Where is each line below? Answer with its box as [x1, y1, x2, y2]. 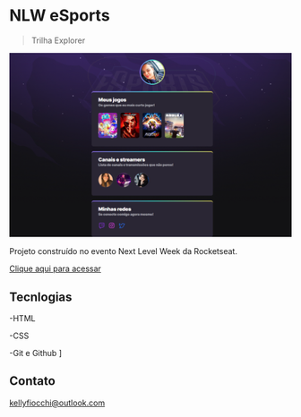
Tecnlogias [9, 289, 73, 304]
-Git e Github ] [9, 348, 63, 359]
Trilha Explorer [30, 35, 86, 46]
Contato [9, 373, 56, 389]
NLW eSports [9, 5, 110, 26]
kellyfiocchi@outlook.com [9, 397, 106, 408]
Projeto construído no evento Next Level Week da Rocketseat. [9, 246, 237, 257]
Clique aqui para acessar [9, 263, 101, 274]
